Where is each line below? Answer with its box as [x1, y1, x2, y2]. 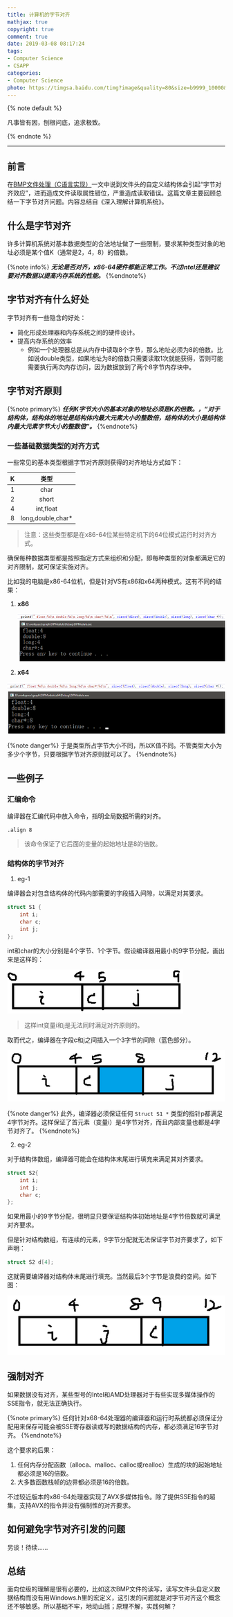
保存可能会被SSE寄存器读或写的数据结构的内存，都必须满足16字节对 [25, 1422, 219, 1431]
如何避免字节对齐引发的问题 [7, 1523, 126, 1535]
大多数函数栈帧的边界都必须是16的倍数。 [17, 1478, 133, 1486]
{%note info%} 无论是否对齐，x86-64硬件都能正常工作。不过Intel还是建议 [7, 263, 220, 271]
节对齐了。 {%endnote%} [7, 1126, 80, 1135]
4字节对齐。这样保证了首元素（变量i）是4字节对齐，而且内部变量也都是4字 [7, 1117, 221, 1126]
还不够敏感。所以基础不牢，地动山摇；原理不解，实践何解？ [7, 1602, 177, 1611]
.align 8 [7, 827, 32, 833]
